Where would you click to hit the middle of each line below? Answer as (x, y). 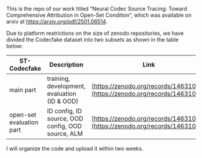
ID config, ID (65, 111)
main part (23, 90)
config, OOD (65, 126)
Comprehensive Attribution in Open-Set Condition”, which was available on (99, 15)
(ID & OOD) (63, 101)
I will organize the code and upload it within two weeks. (75, 148)
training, (59, 79)
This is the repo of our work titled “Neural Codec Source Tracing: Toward (97, 9)
